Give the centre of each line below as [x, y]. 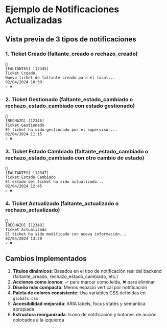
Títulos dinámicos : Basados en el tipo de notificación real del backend [87, 271]
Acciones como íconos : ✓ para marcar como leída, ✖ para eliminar [84, 282]
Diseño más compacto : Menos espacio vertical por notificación [80, 287]
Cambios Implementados [46, 259]
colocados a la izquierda [39, 320]
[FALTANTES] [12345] [27, 68]
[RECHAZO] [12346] [25, 121]
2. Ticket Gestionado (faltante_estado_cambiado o [69, 99]
